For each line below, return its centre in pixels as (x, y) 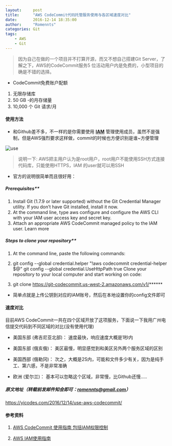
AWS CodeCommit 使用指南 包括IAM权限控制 (60, 427)
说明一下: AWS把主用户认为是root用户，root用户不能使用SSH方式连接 (91, 159)
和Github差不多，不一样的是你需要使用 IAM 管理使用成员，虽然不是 (84, 131)
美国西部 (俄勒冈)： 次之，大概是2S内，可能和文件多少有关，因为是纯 (86, 359)
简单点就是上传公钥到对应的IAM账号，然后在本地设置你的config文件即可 (89, 295)
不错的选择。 (41, 72)
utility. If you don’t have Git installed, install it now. (65, 207)
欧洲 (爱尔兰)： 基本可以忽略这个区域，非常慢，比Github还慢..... (80, 377)
